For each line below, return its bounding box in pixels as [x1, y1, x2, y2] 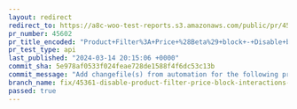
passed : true [8, 86, 57, 95]
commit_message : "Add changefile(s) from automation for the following [8, 70, 278, 79]
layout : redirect [8, 12, 73, 22]
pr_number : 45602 [8, 29, 73, 38]
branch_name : [8, 78, 57, 87]
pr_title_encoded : [8, 37, 76, 47]
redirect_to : [8, 21, 57, 30]
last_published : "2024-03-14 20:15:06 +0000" [8, 54, 179, 62]
